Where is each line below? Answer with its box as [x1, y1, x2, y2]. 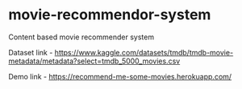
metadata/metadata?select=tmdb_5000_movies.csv [8, 56, 181, 66]
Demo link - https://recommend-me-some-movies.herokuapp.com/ [8, 71, 232, 81]
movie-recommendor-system [8, 6, 211, 24]
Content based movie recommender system [8, 32, 155, 42]
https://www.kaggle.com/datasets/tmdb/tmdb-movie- [54, 47, 234, 57]
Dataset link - [8, 47, 53, 57]
